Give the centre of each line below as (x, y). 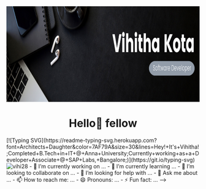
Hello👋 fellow (103, 123)
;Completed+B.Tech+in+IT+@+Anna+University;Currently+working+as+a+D (103, 153)
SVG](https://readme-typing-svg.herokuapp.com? (94, 140)
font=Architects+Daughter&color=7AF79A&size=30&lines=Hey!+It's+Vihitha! (103, 147)
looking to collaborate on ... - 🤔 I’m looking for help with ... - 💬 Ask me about (102, 172)
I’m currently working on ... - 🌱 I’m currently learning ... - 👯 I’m (116, 166)
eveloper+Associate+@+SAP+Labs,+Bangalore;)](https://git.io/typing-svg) (101, 160)
